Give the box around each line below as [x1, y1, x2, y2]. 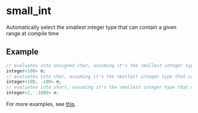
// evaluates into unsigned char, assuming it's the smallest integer [6, 62, 183, 68]
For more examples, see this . [6, 101, 77, 107]
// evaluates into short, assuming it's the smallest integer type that [6, 84, 189, 91]
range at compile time [6, 29, 59, 36]
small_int [6, 4, 52, 18]
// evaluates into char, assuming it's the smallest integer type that [6, 74, 186, 79]
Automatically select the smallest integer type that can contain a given [6, 24, 177, 31]
